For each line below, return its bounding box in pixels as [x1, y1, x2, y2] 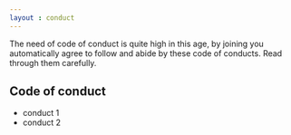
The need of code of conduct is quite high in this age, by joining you [9, 38, 265, 49]
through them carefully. [9, 57, 97, 68]
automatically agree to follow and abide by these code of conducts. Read [9, 47, 283, 59]
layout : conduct [9, 13, 75, 23]
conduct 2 [22, 117, 62, 128]
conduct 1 [22, 108, 60, 119]
